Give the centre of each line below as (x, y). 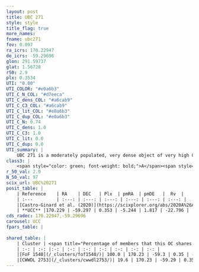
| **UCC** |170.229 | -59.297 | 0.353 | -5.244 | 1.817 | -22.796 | (103, 211)
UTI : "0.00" (21, 84)
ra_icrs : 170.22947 (30, 50)
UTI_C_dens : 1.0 (26, 128)
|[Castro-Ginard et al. (46, 205)
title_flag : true (28, 28)
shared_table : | (26, 238)
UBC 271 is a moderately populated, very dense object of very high (103, 155)
